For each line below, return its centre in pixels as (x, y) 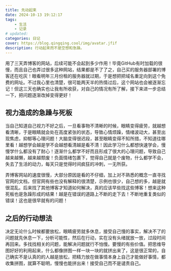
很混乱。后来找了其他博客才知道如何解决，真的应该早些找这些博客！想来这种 (85, 188)
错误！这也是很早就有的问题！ (36, 201)
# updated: (17, 34)
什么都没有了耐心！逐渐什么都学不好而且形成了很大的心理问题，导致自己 (90, 152)
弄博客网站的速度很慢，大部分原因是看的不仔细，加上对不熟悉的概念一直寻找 (85, 175)
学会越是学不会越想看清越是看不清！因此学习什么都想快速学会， (94, 145)
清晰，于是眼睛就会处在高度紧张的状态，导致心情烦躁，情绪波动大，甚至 (85, 132)
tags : (11, 19)
